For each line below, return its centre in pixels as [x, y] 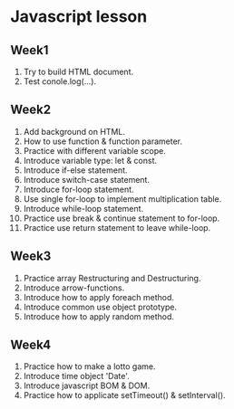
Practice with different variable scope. [95, 150]
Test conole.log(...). [60, 81]
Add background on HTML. [74, 131]
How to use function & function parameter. [103, 141]
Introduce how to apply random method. [99, 316]
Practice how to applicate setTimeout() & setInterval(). [124, 395]
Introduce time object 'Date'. [76, 376]
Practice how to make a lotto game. [89, 366]
